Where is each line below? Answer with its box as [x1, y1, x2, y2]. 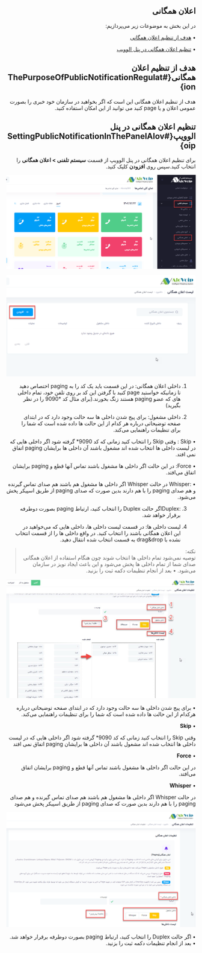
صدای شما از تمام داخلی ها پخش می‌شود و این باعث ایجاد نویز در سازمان [32, 561, 196, 568]
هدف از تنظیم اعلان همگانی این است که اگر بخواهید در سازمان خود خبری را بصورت [10, 98, 196, 105]
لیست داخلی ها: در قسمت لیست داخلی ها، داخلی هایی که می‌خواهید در [22, 523, 181, 531]
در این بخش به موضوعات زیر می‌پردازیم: [105, 22, 196, 29]
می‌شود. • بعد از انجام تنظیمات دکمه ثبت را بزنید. [86, 567, 196, 574]
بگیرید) [165, 402, 181, 409]
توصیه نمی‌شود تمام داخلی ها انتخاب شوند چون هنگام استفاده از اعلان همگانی [23, 554, 196, 561]
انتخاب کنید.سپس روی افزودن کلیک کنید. [105, 163, 196, 170]
